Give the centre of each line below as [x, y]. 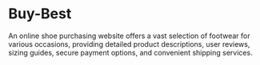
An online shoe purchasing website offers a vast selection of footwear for [129, 36]
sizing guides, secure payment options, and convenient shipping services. [131, 52]
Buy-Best [40, 14]
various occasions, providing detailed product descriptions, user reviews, [129, 44]
